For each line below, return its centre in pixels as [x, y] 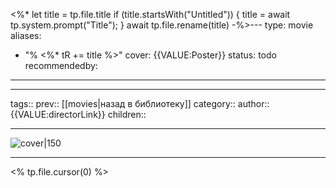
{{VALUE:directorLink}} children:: [78, 114]
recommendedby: [61, 65]
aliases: [26, 35]
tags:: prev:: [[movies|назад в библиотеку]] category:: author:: [140, 103]
